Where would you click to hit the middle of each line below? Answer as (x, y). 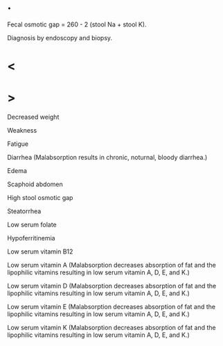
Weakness (22, 131)
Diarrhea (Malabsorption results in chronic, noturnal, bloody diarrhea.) (107, 158)
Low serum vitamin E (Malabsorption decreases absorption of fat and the (111, 307)
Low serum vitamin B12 (40, 252)
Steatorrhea (24, 211)
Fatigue (18, 144)
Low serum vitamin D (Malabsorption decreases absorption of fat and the (112, 286)
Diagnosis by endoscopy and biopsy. (60, 38)
